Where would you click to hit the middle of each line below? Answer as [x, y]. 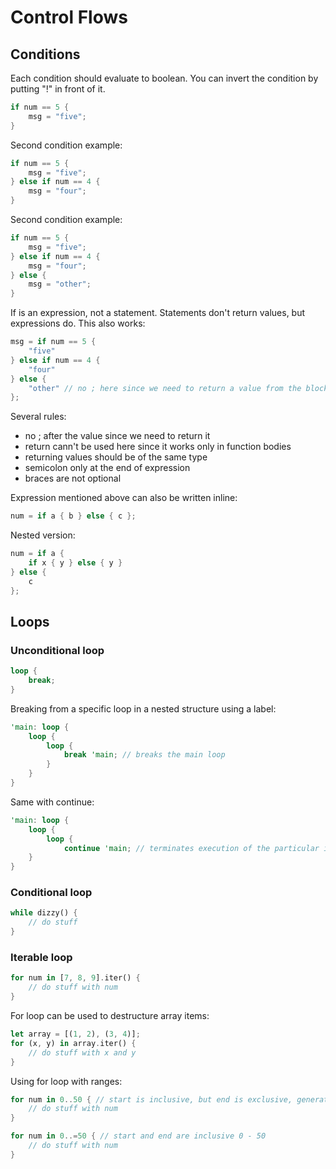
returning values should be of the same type [116, 457]
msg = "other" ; [60, 284]
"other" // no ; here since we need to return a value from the [165, 388]
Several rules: [38, 417]
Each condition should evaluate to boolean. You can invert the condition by [164, 78]
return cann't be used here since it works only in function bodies [158, 447]
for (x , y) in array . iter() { [73, 1043]
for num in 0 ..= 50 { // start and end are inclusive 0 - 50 [138, 1136]
